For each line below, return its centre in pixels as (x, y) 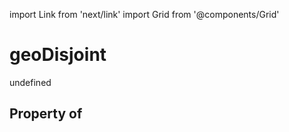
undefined (30, 82)
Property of (46, 114)
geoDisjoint (58, 55)
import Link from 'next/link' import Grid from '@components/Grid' (144, 14)
